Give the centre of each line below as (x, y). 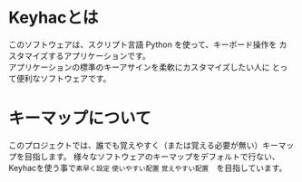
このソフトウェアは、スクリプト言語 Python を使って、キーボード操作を (143, 44)
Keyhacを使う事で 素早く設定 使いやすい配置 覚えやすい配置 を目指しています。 (148, 168)
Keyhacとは (54, 18)
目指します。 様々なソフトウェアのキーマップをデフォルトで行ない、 (152, 156)
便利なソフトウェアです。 (63, 78)
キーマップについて (80, 119)
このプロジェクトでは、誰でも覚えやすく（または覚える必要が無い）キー (143, 145)
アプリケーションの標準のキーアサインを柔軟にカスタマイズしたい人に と (144, 67)
